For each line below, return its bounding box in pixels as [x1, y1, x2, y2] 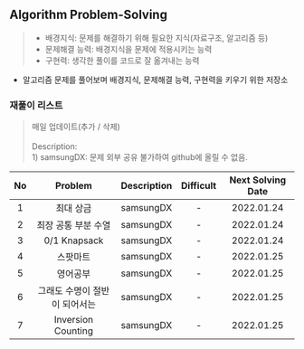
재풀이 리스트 [9, 99, 63, 111]
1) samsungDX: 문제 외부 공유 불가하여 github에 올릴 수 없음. [31, 152, 249, 163]
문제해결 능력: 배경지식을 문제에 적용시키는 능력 [44, 43, 213, 54]
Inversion [53, 314, 93, 326]
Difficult [180, 180, 217, 193]
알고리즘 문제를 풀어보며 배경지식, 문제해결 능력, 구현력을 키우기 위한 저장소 [22, 74, 289, 85]
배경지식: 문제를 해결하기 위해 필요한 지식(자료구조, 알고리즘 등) [44, 32, 269, 43]
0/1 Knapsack [43, 234, 104, 247]
